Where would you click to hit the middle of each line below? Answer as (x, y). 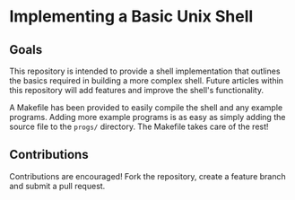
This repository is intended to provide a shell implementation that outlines (145, 71)
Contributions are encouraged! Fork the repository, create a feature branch (147, 176)
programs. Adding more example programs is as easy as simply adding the (147, 117)
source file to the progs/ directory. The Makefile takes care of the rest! (139, 126)
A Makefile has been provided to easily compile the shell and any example (146, 108)
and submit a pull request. (57, 186)
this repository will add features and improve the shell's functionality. (137, 90)
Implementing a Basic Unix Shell (131, 17)
